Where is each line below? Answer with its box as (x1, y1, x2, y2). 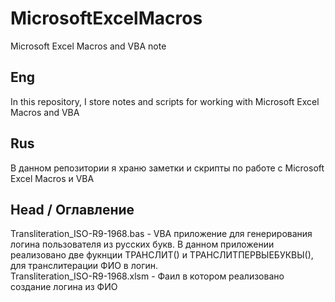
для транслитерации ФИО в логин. (10, 260, 159, 272)
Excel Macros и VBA (10, 172, 95, 184)
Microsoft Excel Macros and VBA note (10, 40, 167, 52)
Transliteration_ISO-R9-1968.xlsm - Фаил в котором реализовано (10, 270, 285, 282)
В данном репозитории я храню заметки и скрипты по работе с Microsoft (10, 162, 325, 174)
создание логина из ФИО (10, 281, 118, 293)
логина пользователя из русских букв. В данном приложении (10, 238, 275, 251)
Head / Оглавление (10, 201, 135, 218)
